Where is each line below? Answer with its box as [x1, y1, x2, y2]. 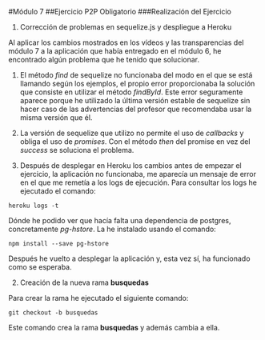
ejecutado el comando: [19, 186, 96, 195]
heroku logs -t [8, 202, 59, 210]
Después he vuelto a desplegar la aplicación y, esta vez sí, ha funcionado [8, 254, 251, 263]
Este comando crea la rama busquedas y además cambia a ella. [8, 323, 220, 332]
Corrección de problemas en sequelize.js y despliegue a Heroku [19, 22, 232, 31]
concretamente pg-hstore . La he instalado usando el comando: [8, 224, 216, 234]
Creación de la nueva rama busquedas [19, 278, 150, 287]
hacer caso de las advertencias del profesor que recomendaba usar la [19, 104, 252, 114]
